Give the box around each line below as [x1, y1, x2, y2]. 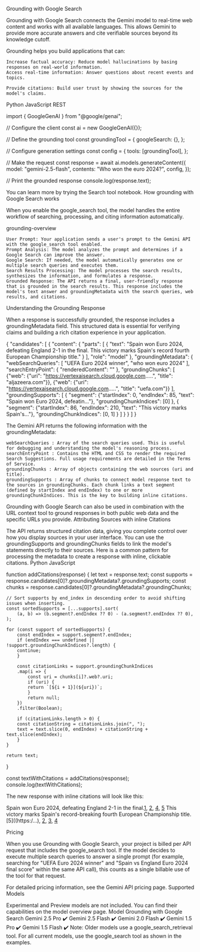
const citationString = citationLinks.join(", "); [17, 721, 146, 727]
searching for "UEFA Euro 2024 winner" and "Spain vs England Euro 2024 [6, 860, 188, 866]
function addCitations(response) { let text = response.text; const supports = [6, 571, 193, 578]
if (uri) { [27, 679, 55, 685]
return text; [6, 752, 39, 758]
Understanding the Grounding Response [6, 305, 106, 311]
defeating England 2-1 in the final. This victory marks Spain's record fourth [6, 347, 190, 354]
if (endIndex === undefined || [17, 637, 95, 643]
